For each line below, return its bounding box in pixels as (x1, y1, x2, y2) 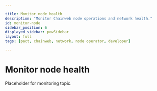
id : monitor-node (5, 21, 41, 25)
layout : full (5, 34, 32, 39)
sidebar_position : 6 (5, 25, 48, 30)
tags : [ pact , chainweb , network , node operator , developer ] (5, 39, 131, 44)
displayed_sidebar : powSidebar (5, 30, 69, 35)
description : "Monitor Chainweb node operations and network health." (5, 16, 153, 21)
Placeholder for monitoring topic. (5, 80, 72, 86)
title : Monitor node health (5, 11, 63, 16)
